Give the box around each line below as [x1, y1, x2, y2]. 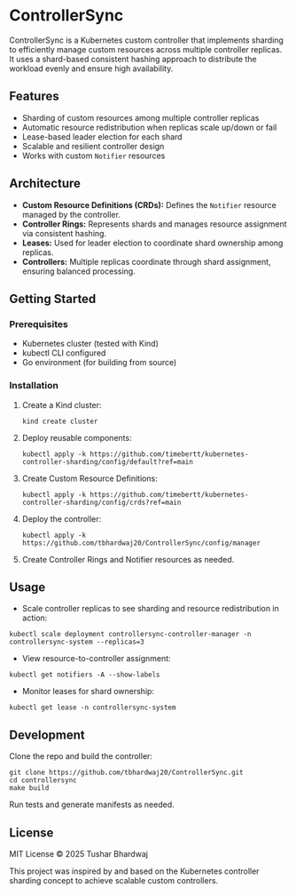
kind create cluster [21, 417, 98, 426]
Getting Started [9, 291, 97, 307]
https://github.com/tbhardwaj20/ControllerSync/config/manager [21, 539, 261, 547]
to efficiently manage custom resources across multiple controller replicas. [9, 44, 283, 54]
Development [9, 727, 86, 742]
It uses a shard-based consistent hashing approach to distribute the [9, 53, 257, 64]
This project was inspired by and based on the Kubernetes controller [9, 866, 260, 876]
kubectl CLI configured [21, 348, 106, 358]
